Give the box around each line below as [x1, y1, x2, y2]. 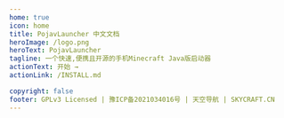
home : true [9, 12, 50, 22]
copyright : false [9, 86, 74, 96]
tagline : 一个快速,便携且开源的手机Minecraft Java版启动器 [9, 54, 212, 63]
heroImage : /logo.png [9, 37, 90, 47]
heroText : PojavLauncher [9, 46, 101, 55]
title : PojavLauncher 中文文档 [9, 29, 120, 38]
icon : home [9, 21, 50, 30]
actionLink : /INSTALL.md [9, 71, 101, 80]
